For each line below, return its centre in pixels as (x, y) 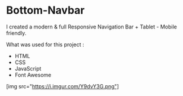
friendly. (16, 33)
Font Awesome (33, 75)
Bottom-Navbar (45, 10)
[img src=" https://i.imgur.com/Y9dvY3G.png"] (63, 86)
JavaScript (28, 68)
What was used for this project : (45, 44)
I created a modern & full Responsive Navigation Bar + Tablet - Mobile (91, 27)
